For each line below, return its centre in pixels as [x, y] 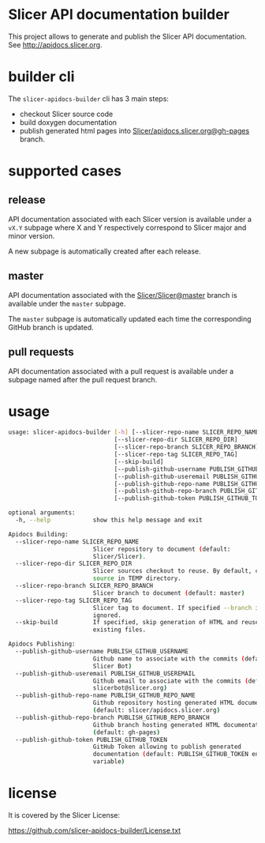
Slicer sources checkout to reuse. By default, [172, 571]
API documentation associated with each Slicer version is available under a [130, 219]
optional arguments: [42, 513]
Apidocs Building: [38, 534]
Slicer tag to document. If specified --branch [172, 608]
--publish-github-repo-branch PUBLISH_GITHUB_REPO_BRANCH [113, 717]
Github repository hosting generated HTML [164, 703]
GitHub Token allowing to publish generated [167, 747]
